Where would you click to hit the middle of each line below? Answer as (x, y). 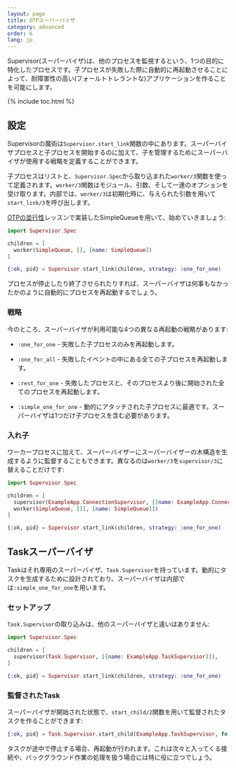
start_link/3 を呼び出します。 (51, 202)
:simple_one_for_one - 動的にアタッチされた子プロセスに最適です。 (115, 406)
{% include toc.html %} (41, 101)
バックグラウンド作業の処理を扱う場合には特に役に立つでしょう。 (121, 757)
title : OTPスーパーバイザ (41, 20)
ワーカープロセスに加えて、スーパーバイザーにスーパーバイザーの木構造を (114, 452)
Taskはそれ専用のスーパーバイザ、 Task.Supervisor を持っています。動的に (114, 569)
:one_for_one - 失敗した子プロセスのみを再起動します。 (98, 344)
